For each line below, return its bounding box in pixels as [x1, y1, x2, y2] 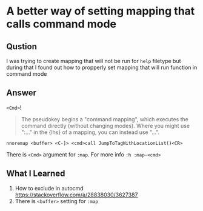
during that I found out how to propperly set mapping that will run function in [6, 64, 198, 71]
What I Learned [6, 169, 65, 179]
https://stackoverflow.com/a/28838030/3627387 [15, 191, 138, 198]
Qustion [6, 41, 38, 52]
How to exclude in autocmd [15, 184, 84, 192]
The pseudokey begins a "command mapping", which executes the [21, 115, 189, 122]
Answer [6, 88, 37, 98]
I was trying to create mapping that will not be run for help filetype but [6, 58, 181, 64]
